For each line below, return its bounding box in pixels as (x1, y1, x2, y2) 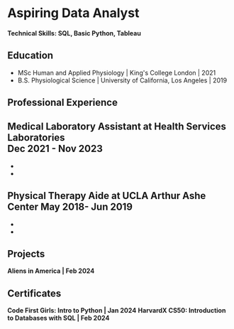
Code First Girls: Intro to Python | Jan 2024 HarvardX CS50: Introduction (7, 306, 226, 315)
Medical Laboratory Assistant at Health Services (7, 121, 227, 133)
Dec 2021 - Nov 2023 (7, 143, 103, 155)
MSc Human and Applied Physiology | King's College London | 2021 (17, 68, 216, 77)
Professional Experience (7, 96, 118, 108)
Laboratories (7, 131, 65, 144)
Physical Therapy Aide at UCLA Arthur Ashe (7, 190, 206, 202)
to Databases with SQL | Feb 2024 (7, 314, 110, 323)
